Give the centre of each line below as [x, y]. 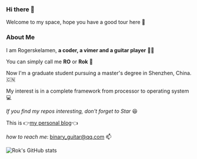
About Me [21, 38]
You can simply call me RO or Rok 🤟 [49, 62]
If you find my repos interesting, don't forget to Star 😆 [72, 111]
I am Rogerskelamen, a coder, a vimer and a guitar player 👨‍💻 [80, 50]
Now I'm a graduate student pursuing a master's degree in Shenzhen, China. [99, 73]
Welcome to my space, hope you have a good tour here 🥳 [76, 22]
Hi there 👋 [21, 9]
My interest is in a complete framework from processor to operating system [98, 91]
